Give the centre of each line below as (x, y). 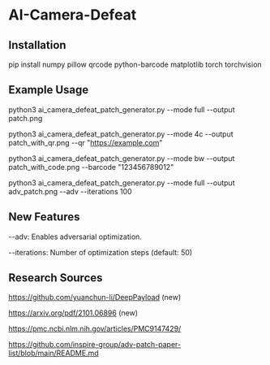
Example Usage (49, 90)
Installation (37, 45)
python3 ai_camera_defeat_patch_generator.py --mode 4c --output (121, 134)
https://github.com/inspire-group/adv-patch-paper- (94, 345)
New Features (44, 217)
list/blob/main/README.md (54, 353)
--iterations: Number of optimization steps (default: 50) (101, 252)
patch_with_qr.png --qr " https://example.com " (86, 142)
